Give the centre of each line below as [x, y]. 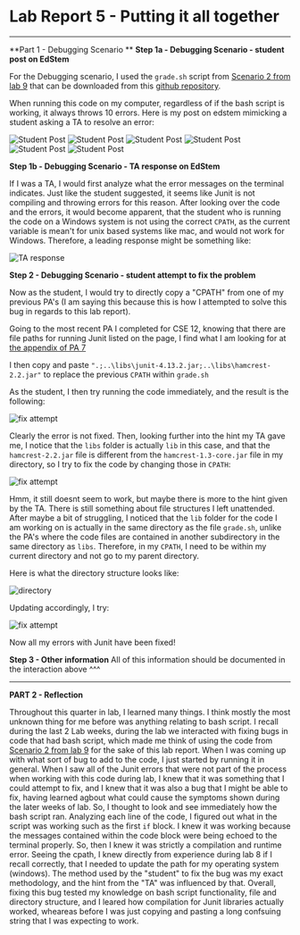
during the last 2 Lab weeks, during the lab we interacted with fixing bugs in [149, 730]
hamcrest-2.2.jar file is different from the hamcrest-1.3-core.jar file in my [146, 455]
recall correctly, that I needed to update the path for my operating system [144, 864]
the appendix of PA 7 [48, 347]
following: [27, 401]
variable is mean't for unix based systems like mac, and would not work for [147, 230]
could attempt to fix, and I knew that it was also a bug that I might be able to [149, 788]
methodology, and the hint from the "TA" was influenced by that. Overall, [143, 882]
